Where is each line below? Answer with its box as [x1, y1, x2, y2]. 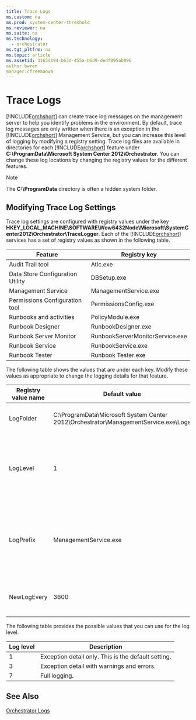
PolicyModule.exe [90, 313, 140, 321]
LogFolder [9, 414, 37, 422]
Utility [9, 277, 25, 285]
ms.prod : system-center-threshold [6, 19, 90, 25]
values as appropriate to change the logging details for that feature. [6, 372, 169, 379]
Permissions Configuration [9, 296, 82, 304]
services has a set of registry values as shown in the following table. [6, 236, 170, 244]
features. [6, 163, 28, 170]
